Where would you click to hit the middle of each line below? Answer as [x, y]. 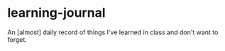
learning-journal [56, 13]
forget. [17, 39]
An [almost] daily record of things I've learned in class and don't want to [113, 32]
